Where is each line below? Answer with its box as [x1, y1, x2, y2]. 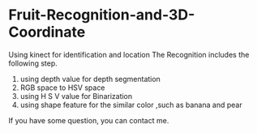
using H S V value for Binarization [19, 91, 133, 101]
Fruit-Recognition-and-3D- [8, 6, 195, 24]
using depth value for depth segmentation [19, 74, 161, 84]
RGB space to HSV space [19, 83, 105, 92]
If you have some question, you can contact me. [8, 115, 169, 125]
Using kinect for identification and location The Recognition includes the [8, 49, 250, 59]
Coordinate [8, 23, 86, 41]
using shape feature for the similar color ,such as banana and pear [19, 100, 242, 109]
